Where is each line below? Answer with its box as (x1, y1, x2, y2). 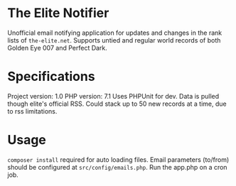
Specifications (7, 69, 95, 84)
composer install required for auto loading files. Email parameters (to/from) (7, 155, 230, 164)
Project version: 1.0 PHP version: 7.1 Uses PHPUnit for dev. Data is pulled (7, 92, 220, 100)
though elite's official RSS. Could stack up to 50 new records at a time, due (7, 99, 227, 108)
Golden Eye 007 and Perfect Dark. (7, 43, 108, 52)
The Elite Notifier (7, 5, 109, 21)
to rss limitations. (7, 106, 58, 115)
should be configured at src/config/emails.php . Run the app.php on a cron (7, 163, 227, 171)
